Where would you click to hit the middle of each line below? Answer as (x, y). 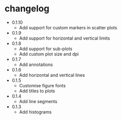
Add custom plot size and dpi (49, 54)
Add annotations (36, 64)
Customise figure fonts (42, 85)
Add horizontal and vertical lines (52, 75)
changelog (27, 9)
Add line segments (38, 101)
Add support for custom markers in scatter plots (68, 27)
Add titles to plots (37, 91)
